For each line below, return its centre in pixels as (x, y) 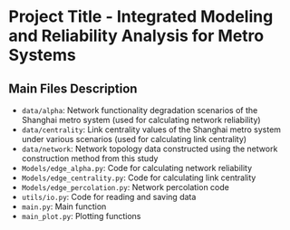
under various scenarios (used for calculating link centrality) (134, 139)
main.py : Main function (64, 206)
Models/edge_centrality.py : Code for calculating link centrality (139, 177)
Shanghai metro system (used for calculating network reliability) (141, 120)
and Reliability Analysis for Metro (136, 36)
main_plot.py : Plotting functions (81, 216)
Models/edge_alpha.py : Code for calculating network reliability (137, 168)
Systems (42, 55)
